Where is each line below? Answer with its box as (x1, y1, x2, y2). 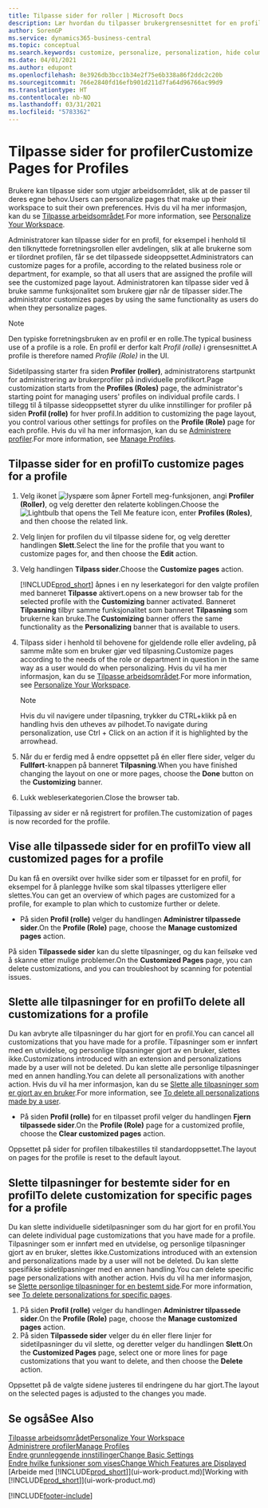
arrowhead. (19, 736, 58, 746)
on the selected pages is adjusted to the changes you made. (8, 1389, 207, 1399)
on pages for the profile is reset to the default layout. (8, 1153, 182, 1163)
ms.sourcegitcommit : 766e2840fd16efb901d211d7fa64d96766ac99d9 (8, 78, 223, 86)
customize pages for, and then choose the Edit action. (19, 548, 198, 559)
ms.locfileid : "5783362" (8, 109, 91, 116)
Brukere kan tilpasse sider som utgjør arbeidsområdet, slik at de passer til (8, 185, 250, 195)
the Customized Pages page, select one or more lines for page (19, 1348, 228, 1357)
